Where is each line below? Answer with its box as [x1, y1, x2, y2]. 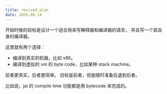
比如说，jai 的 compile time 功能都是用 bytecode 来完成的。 [5, 82, 129, 89]
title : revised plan [5, 7, 49, 13]
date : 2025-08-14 [5, 12, 42, 17]
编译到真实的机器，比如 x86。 [12, 54, 76, 61]
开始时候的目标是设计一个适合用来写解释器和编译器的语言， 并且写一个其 [5, 26, 158, 33]
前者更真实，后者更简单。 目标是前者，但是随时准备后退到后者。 [5, 72, 140, 78]
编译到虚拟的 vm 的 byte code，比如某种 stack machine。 [12, 61, 133, 67]
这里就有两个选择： [5, 44, 46, 50]
